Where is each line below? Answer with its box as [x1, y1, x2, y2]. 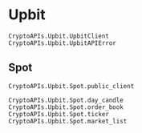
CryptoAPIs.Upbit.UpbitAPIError [8, 38, 116, 47]
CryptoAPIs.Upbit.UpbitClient [8, 32, 110, 40]
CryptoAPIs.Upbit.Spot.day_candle [8, 96, 124, 104]
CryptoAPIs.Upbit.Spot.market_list [8, 117, 128, 125]
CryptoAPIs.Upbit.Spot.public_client [8, 82, 135, 90]
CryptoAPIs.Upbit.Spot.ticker [8, 110, 110, 118]
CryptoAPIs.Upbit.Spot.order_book [8, 103, 124, 111]
